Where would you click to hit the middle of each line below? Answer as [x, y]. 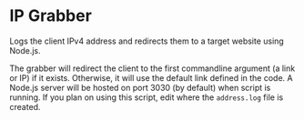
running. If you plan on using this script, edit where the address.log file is [147, 97]
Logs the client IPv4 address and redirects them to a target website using [147, 41]
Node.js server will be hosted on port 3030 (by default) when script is [140, 87]
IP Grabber [51, 16]
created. [25, 106]
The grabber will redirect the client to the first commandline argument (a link [152, 68]
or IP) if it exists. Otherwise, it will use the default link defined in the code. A [151, 77]
